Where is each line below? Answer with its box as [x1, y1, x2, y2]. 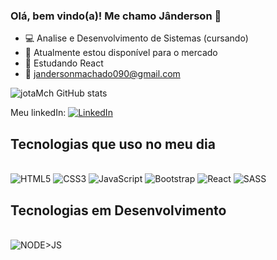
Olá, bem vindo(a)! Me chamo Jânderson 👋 [10, 9, 222, 23]
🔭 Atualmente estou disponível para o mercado [24, 47, 218, 59]
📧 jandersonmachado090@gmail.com [24, 68, 181, 80]
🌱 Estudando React [24, 57, 104, 69]
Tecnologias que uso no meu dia [10, 135, 216, 153]
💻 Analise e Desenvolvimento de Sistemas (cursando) [24, 32, 249, 44]
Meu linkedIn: [10, 107, 67, 119]
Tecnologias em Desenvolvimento [10, 202, 227, 219]
